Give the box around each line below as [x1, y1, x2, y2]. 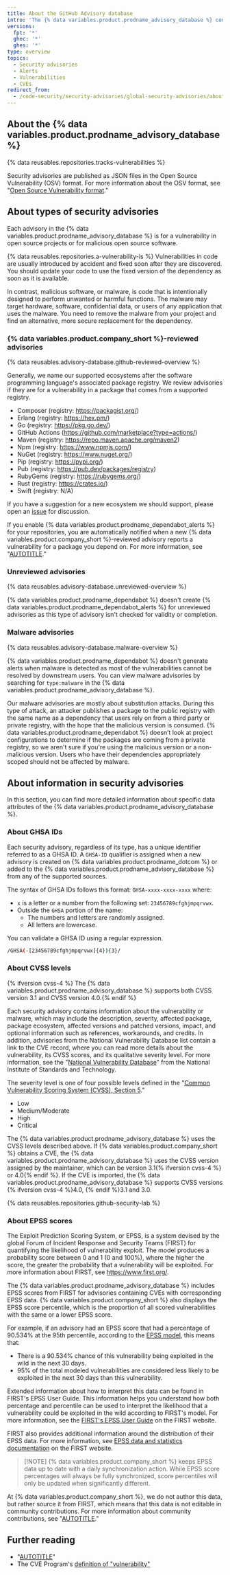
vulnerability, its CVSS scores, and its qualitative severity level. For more [7, 1050, 211, 1058]
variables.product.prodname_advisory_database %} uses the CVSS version [7, 1156, 219, 1164]
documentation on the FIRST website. [7, 1444, 113, 1453]
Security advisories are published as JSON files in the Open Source [7, 171, 198, 179]
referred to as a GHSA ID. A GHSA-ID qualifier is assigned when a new [7, 850, 201, 859]
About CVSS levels [7, 963, 71, 973]
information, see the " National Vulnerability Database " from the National [7, 1058, 210, 1066]
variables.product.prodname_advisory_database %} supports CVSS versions [7, 1178, 223, 1186]
